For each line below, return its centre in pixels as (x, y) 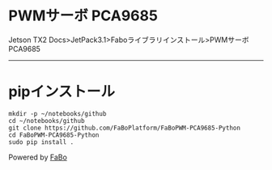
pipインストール (62, 92)
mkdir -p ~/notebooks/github (57, 113)
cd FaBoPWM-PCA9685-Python (54, 135)
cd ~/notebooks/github (47, 121)
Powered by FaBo (38, 157)
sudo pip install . (41, 142)
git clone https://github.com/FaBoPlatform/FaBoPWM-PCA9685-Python (125, 128)
